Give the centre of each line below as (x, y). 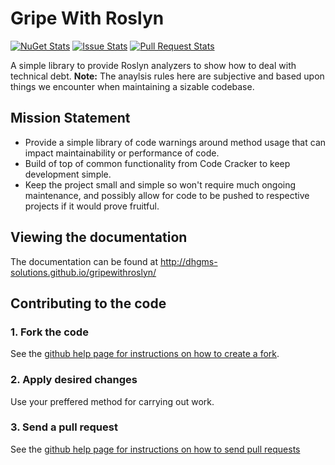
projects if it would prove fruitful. (92, 206)
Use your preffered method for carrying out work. (112, 401)
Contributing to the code (88, 303)
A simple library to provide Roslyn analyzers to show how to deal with (153, 65)
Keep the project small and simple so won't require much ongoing (160, 184)
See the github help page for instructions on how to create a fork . (145, 354)
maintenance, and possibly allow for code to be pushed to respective (167, 195)
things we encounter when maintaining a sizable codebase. (132, 86)
